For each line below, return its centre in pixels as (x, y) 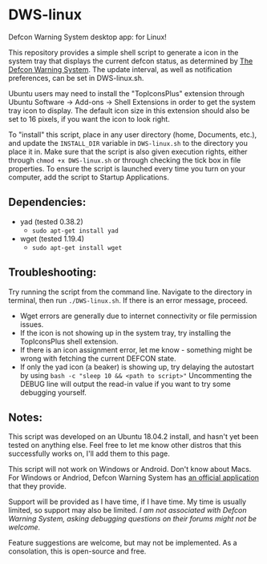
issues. (32, 324)
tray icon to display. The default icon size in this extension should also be (129, 111)
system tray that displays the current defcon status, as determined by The (131, 61)
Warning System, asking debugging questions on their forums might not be (133, 519)
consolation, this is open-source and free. (77, 551)
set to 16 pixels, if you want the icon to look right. (89, 119)
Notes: (25, 417)
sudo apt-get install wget (77, 248)
